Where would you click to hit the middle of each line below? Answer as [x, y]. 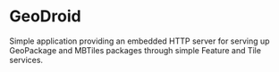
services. [26, 60]
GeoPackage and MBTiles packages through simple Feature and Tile [135, 50]
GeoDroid [46, 16]
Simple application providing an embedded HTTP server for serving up [139, 41]
